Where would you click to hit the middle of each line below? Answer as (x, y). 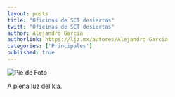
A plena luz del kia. (35, 86)
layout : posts (28, 14)
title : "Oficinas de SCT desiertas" (61, 20)
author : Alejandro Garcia (45, 33)
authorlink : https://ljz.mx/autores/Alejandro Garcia (88, 40)
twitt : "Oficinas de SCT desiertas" (61, 27)
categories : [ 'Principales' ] (50, 46)
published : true (31, 53)
